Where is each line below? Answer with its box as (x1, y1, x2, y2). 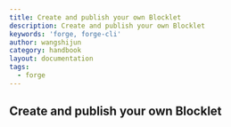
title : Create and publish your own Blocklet (9, 12, 181, 22)
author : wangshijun (9, 37, 82, 47)
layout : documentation (9, 54, 94, 63)
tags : (9, 63, 29, 72)
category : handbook (9, 46, 82, 55)
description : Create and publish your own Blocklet (9, 21, 205, 30)
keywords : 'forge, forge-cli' (9, 29, 122, 38)
